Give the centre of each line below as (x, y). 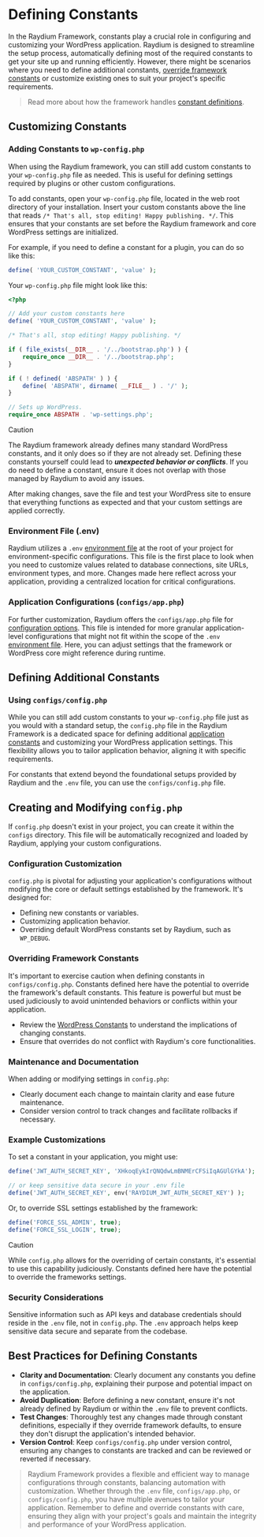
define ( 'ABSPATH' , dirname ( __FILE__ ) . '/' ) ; (106, 386)
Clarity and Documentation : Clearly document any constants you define (138, 1375)
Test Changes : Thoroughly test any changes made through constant (131, 1416)
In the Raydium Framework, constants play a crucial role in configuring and (130, 36)
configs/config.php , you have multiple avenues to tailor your (126, 1499)
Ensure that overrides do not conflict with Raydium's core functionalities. (138, 1041)
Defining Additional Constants (84, 677)
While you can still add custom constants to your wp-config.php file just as (128, 717)
